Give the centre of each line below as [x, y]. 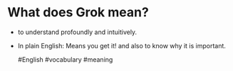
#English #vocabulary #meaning [65, 59]
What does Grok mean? [78, 12]
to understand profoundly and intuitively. [77, 32]
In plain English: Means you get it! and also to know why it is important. [122, 45]
